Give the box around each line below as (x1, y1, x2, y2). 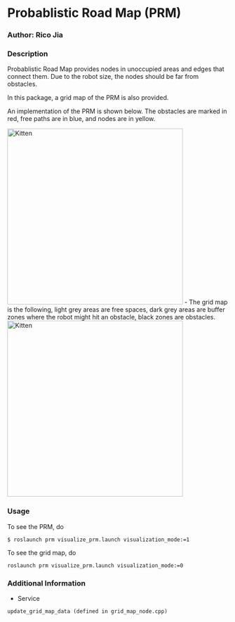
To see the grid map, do (7, 548, 76, 557)
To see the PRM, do (7, 522, 65, 531)
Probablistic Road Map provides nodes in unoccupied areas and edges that (7, 65, 224, 73)
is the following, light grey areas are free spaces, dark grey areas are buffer (7, 305, 226, 314)
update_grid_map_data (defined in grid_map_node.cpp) (7, 608, 168, 615)
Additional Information (7, 578, 86, 588)
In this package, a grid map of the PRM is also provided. (7, 94, 169, 102)
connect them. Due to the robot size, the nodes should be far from (7, 72, 199, 81)
